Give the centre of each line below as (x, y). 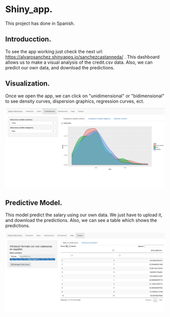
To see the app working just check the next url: (54, 51)
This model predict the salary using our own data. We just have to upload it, (84, 215)
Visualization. (28, 84)
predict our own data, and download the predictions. (60, 67)
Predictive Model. (34, 203)
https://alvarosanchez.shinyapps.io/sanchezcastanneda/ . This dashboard (82, 57)
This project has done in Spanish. (40, 23)
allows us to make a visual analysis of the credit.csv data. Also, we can (79, 62)
